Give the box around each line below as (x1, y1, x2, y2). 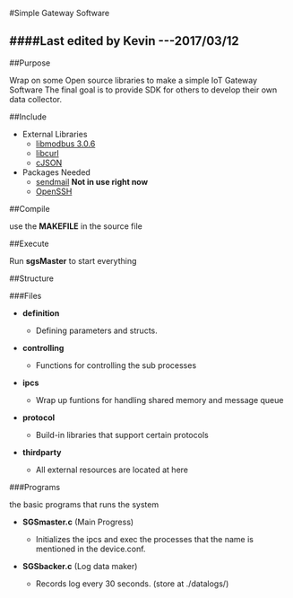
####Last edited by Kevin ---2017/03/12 (9, 33, 239, 48)
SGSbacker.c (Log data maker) (22, 560, 138, 571)
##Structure (9, 273, 54, 284)
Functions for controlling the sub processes (35, 359, 197, 371)
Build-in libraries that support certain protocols (35, 429, 209, 440)
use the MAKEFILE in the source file (9, 220, 143, 232)
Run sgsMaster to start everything (9, 255, 137, 266)
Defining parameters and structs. (35, 325, 159, 336)
